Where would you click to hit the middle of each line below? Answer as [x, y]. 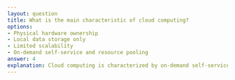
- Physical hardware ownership [53, 33]
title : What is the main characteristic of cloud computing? [98, 20]
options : [20, 26]
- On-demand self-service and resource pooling [78, 53]
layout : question [33, 14]
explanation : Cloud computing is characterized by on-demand [98, 65]
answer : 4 [22, 59]
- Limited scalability [40, 46]
